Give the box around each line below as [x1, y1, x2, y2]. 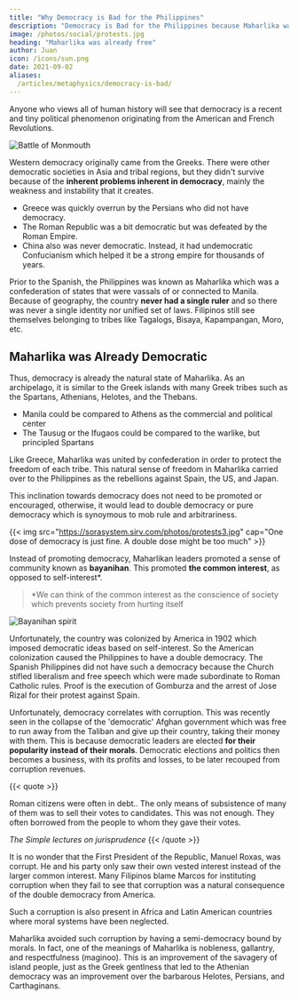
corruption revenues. [9, 764, 86, 774]
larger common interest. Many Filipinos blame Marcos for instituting [9, 870, 256, 881]
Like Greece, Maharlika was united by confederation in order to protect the [9, 454, 282, 465]
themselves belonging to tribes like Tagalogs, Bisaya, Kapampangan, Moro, [9, 314, 284, 324]
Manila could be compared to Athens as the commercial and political [21, 409, 273, 420]
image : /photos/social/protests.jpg [9, 29, 145, 38]
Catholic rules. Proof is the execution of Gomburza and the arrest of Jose [9, 681, 278, 692]
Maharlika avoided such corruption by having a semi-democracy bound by [9, 933, 282, 944]
